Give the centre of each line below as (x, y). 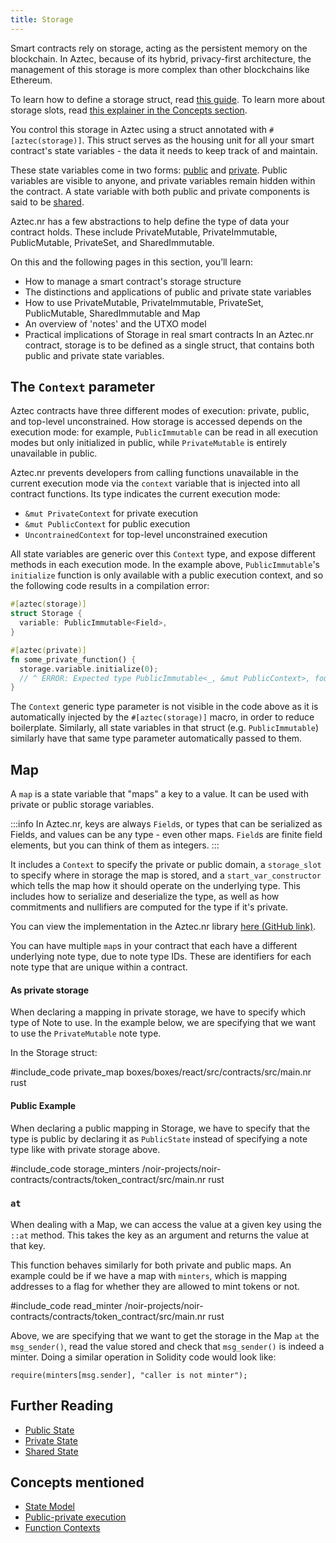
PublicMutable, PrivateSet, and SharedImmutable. (112, 242)
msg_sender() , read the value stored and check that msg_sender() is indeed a (167, 1346)
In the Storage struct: (54, 1053)
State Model (49, 1507)
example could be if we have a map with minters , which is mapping (149, 1275)
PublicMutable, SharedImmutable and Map (112, 313)
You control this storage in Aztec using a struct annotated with (139, 129)
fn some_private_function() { (73, 659)
